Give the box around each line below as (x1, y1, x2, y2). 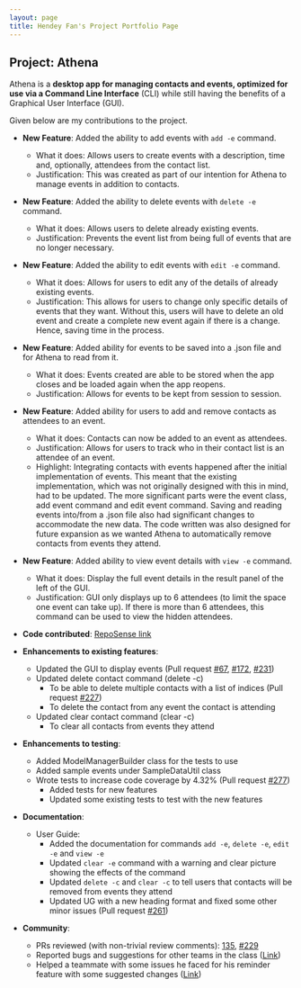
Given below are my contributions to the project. (9, 115, 189, 126)
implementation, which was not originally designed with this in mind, (35, 481, 289, 491)
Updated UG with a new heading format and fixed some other (49, 896, 278, 907)
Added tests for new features (49, 785, 157, 795)
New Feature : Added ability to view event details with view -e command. (22, 555, 293, 567)
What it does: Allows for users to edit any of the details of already (35, 277, 279, 288)
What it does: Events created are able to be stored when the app (35, 370, 275, 381)
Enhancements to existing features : (22, 646, 159, 657)
